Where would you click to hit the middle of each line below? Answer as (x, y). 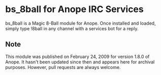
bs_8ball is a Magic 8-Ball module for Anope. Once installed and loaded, (80, 23)
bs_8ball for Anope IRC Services (74, 9)
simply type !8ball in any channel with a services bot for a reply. (72, 28)
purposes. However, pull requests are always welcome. (63, 67)
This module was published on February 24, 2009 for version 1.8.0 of (77, 56)
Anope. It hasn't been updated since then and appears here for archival (80, 62)
